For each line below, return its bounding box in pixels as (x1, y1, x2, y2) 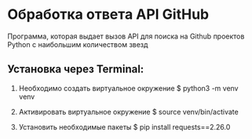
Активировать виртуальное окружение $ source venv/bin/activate (18, 107, 239, 116)
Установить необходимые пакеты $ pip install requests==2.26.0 (18, 122, 231, 131)
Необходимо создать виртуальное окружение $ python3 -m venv (18, 83, 239, 93)
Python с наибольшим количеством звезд (7, 39, 148, 49)
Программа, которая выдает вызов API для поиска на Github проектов (7, 31, 245, 41)
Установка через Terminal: (7, 63, 144, 76)
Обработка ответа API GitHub (7, 5, 210, 24)
